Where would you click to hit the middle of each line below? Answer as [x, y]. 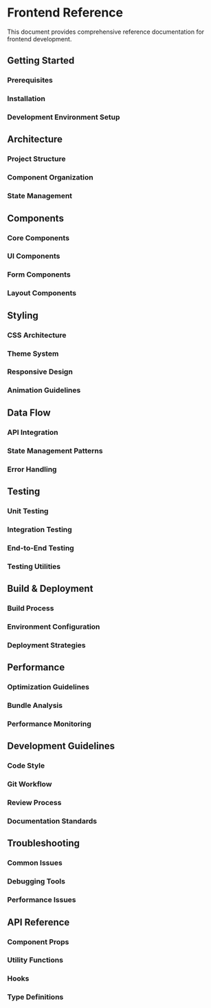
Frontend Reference [65, 13]
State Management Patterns [55, 451]
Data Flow [29, 412]
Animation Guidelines [44, 390]
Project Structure [36, 159]
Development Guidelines [61, 746]
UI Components [34, 256]
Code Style [26, 766]
